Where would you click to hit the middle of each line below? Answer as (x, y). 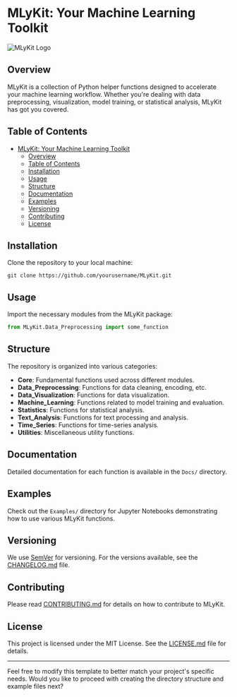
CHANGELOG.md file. (39, 565)
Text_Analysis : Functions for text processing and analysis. (103, 417)
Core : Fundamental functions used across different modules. (106, 380)
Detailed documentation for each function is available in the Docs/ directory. (117, 472)
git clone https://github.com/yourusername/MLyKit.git (90, 276)
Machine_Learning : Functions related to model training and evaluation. (121, 402)
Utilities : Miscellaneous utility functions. (76, 432)
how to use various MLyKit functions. (61, 518)
